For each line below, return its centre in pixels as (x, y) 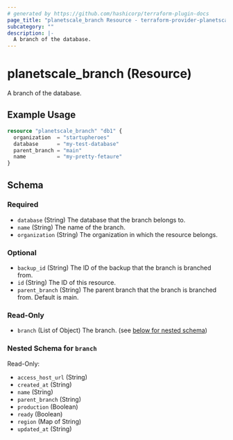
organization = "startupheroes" (62, 137)
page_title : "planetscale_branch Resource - (72, 20)
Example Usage (42, 115)
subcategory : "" (31, 26)
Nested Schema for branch (52, 348)
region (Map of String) (49, 421)
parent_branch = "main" (48, 150)
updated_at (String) (44, 429)
